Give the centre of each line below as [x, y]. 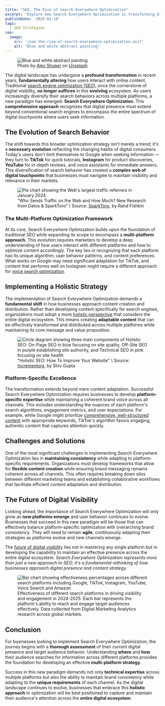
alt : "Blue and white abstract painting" [57, 46]
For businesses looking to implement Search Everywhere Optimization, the [81, 642]
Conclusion [23, 629]
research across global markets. [50, 614]
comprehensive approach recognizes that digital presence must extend [78, 106]
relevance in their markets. [32, 181]
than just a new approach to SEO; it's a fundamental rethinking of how [77, 563]
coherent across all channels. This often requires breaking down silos [75, 474]
